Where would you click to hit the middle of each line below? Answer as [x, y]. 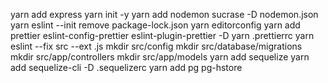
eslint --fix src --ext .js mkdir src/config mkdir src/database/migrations [156, 46]
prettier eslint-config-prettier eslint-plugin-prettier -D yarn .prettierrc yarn [162, 35]
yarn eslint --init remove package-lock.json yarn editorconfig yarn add [155, 25]
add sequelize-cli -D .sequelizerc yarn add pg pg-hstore [126, 67]
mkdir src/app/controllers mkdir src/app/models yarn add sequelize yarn [160, 57]
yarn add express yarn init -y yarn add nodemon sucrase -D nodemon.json [164, 14]
